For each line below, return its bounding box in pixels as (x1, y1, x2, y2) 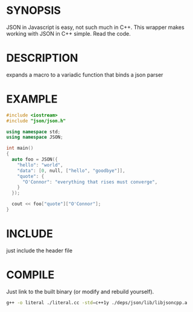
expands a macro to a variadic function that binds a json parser (6, 71, 163, 78)
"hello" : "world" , (17, 162, 63, 168)
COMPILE (6, 268, 55, 282)
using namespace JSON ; (6, 134, 63, 141)
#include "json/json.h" (6, 118, 66, 124)
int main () (6, 145, 34, 151)
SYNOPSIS (6, 4, 62, 18)
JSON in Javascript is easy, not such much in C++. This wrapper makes (6, 24, 185, 31)
